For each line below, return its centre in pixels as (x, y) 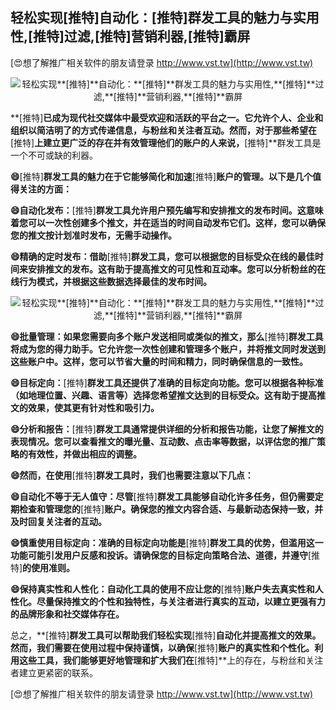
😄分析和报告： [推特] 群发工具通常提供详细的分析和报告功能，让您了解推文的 (167, 429)
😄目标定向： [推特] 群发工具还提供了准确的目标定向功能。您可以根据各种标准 (167, 382)
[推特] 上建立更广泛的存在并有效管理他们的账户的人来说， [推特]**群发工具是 (166, 142)
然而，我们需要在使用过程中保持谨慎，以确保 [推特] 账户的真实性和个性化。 (162, 647)
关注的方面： (45, 189)
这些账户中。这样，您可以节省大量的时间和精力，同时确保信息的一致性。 (159, 361)
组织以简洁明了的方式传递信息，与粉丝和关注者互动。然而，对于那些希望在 (163, 130)
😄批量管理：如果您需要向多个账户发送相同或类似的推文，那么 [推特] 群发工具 (167, 336)
